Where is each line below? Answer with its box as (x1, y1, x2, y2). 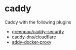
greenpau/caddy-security (11, 28, 64, 34)
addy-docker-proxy (11, 39, 52, 45)
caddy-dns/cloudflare (11, 34, 56, 40)
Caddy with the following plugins (4, 19, 72, 25)
